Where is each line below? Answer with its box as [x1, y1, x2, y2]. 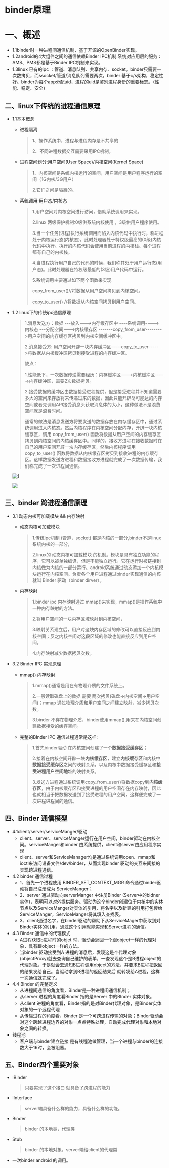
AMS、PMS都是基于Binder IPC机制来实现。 [12, 60, 103, 66]
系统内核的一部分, [32, 541, 69, 547]
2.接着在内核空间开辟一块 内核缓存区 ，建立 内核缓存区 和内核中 [32, 755, 160, 761]
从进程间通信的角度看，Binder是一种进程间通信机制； [19, 987, 131, 993]
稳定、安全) [21, 85, 45, 91]
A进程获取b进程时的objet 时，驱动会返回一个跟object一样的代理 [19, 937, 152, 943]
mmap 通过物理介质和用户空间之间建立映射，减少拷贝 [43, 699, 155, 706]
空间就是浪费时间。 [24, 408, 65, 414]
